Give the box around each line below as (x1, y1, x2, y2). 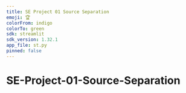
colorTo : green (6, 25, 45, 32)
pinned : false (6, 48, 42, 54)
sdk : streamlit (6, 31, 45, 37)
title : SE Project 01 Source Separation (6, 8, 110, 15)
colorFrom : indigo (6, 20, 53, 26)
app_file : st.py (6, 43, 47, 49)
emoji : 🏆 (6, 14, 31, 20)
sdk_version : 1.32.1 (6, 37, 59, 43)
